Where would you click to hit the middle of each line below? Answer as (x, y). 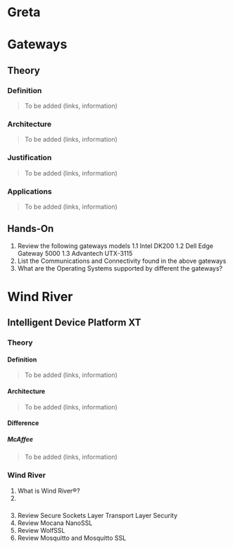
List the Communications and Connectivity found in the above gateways (122, 261)
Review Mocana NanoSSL (55, 523)
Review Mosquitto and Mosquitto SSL (72, 538)
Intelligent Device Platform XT (74, 322)
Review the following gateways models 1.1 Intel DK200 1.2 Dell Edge (115, 246)
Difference (23, 423)
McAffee (20, 439)
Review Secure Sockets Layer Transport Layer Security (97, 516)
